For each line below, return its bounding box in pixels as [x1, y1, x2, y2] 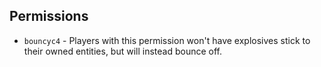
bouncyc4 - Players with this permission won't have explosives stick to [23, 34, 311, 46]
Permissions [9, 8, 89, 25]
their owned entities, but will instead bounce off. [23, 45, 223, 57]
